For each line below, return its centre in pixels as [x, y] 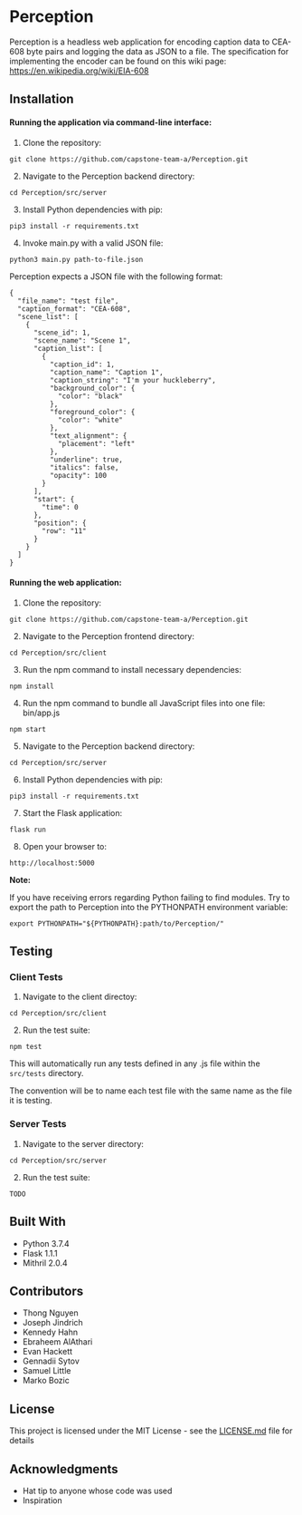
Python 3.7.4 [46, 1243]
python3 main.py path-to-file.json [76, 259]
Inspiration [42, 1500]
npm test [26, 1047]
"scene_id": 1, [62, 333]
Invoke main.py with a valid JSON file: [93, 243]
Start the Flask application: [72, 812]
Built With [38, 1222]
